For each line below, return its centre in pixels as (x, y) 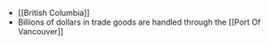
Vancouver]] (41, 31)
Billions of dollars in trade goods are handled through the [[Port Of (139, 22)
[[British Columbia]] (54, 13)
